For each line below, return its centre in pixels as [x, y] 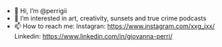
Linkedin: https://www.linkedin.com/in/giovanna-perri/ [93, 36]
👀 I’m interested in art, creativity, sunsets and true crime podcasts [110, 18]
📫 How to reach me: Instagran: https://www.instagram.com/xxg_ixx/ [114, 26]
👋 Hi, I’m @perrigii [40, 11]
